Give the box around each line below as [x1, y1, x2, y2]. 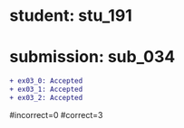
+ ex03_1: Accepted [9, 85, 83, 94]
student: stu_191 [9, 5, 133, 26]
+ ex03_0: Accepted [9, 77, 83, 86]
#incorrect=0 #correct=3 [9, 109, 103, 120]
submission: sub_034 [9, 47, 176, 68]
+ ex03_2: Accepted [9, 93, 83, 102]
